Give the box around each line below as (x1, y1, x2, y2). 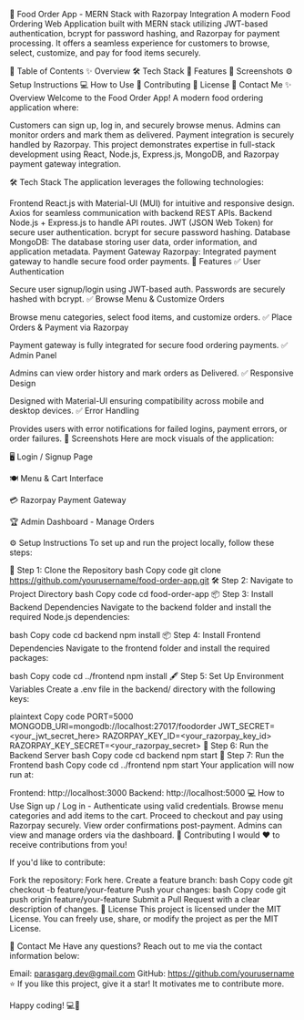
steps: (9, 547, 33, 558)
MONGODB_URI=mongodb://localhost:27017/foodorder (9, 721, 217, 731)
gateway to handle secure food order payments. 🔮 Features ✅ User (9, 256, 261, 266)
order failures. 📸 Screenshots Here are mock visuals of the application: (9, 433, 275, 444)
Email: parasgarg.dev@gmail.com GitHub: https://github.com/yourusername (9, 968, 295, 979)
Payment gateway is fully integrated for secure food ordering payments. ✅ (9, 340, 289, 350)
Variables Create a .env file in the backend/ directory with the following (9, 684, 276, 695)
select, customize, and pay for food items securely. (9, 47, 202, 58)
